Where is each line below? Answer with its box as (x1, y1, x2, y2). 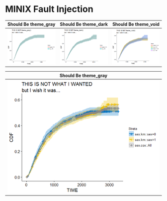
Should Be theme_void (112, 21, 160, 27)
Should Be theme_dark (60, 21, 108, 27)
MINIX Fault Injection (5, 3, 93, 15)
